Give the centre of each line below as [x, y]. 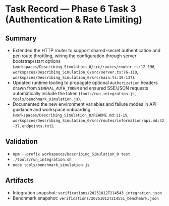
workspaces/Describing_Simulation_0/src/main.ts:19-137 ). [74, 77]
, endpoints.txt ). [37, 126]
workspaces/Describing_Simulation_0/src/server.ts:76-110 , [75, 72]
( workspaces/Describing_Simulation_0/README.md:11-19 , [70, 115]
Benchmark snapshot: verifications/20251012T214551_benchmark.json [86, 198]
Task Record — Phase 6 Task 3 [71, 9]
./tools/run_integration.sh [42, 159]
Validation [21, 141]
